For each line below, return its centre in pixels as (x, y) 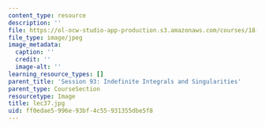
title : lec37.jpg (37, 103)
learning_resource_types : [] (56, 74)
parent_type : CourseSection (54, 89)
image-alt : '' (38, 67)
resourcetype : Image (42, 96)
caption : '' (35, 52)
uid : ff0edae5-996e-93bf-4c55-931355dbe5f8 (81, 111)
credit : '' (33, 60)
